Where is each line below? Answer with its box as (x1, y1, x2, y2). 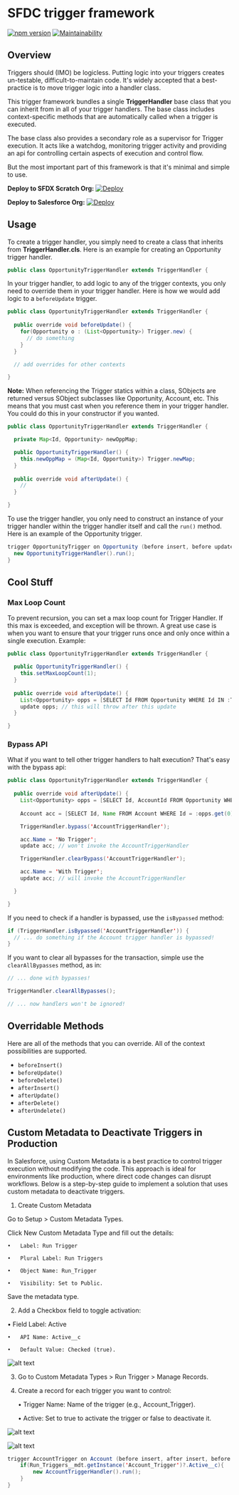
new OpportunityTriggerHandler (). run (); (14, 550, 135, 557)
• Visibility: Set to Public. (7, 1280, 103, 1287)
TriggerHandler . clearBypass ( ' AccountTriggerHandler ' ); (20, 856, 186, 863)
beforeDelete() (17, 1077, 63, 1084)
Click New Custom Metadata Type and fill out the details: (7, 1228, 174, 1237)
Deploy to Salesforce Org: (7, 197, 85, 206)
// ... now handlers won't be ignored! (7, 1000, 126, 1008)
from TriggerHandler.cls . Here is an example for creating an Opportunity (7, 245, 222, 254)
